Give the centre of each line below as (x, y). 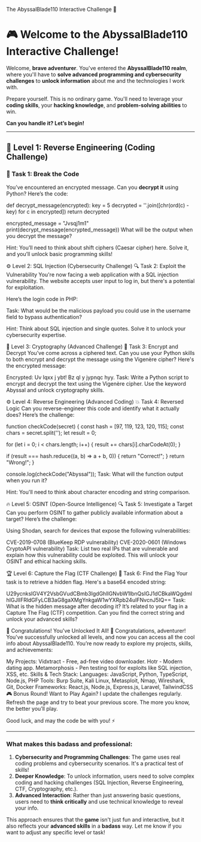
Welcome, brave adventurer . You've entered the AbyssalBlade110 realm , (97, 68)
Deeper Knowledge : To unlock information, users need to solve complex (104, 776)
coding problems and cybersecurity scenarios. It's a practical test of (99, 763)
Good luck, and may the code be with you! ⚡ (61, 720)
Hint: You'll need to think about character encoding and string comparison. (98, 492)
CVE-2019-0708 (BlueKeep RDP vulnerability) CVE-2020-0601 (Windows (96, 542)
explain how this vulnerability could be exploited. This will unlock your (92, 555)
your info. (27, 808)
